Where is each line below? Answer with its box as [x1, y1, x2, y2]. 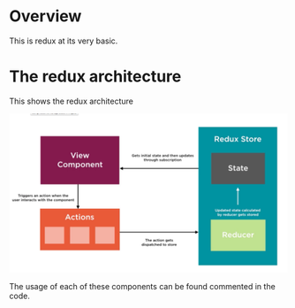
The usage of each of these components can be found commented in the [9, 281, 276, 292]
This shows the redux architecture [9, 96, 134, 106]
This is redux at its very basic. [9, 35, 118, 46]
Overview [9, 6, 82, 27]
